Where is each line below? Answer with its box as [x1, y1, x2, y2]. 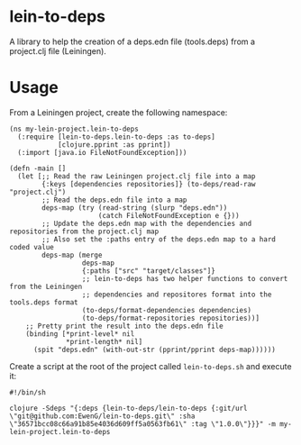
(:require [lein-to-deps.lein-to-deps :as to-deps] [17, 132, 216, 141]
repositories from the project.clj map [9, 227, 160, 236]
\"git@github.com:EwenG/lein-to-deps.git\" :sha [9, 412, 196, 421]
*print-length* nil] [66, 337, 143, 346]
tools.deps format [9, 297, 78, 307]
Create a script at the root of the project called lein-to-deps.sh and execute [9, 360, 292, 371]
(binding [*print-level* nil [25, 329, 135, 339]
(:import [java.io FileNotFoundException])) [17, 148, 187, 157]
